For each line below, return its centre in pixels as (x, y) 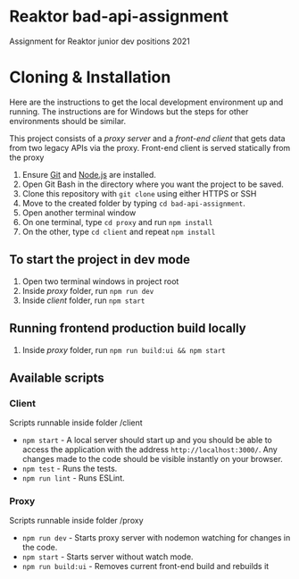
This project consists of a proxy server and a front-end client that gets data (147, 138)
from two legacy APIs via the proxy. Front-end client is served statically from (150, 147)
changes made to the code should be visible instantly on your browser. (152, 459)
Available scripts (57, 378)
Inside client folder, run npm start (83, 300)
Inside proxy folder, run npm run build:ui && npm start (124, 349)
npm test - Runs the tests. (70, 469)
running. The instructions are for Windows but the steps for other (129, 111)
